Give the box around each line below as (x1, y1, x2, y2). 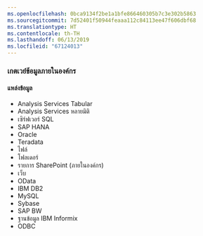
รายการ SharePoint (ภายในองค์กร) (17, 161, 104, 169)
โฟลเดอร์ (17, 153, 39, 162)
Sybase (17, 199, 40, 208)
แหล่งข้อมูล (7, 84, 33, 92)
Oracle (17, 131, 37, 139)
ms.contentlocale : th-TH (7, 29, 80, 37)
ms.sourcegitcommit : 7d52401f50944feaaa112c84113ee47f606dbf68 (7, 17, 197, 24)
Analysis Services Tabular (17, 100, 93, 108)
